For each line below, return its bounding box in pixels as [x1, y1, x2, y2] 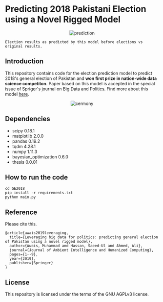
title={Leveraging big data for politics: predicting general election [9, 235, 159, 240]
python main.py [5, 195, 36, 200]
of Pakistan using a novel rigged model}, [5, 239, 93, 244]
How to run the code [5, 173, 68, 181]
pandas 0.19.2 [12, 138, 41, 144]
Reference [5, 208, 38, 216]
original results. [5, 44, 42, 49]
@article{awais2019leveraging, [5, 230, 69, 236]
